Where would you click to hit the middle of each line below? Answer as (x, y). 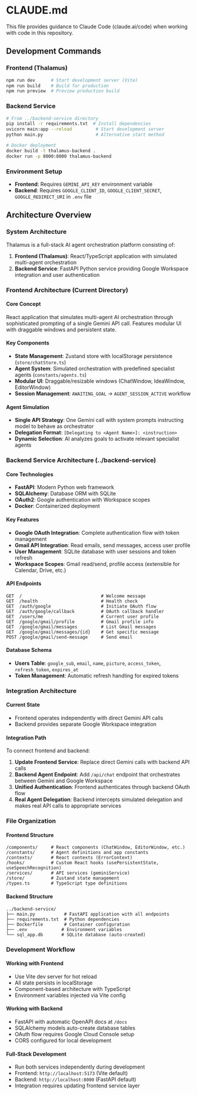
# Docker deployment (31, 145)
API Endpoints (24, 584)
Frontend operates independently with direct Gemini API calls (89, 718)
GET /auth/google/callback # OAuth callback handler (85, 611)
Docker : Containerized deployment (57, 506)
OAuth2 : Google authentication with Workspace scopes (82, 500)
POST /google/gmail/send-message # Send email (69, 637)
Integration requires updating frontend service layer (77, 1086)
